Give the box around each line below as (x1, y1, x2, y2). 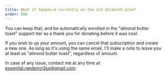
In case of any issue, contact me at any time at (5, 60, 101, 66)
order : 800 (5, 12, 28, 17)
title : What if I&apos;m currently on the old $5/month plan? (5, 7, 136, 12)
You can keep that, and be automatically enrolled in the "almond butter (5, 25, 150, 31)
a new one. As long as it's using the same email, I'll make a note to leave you (5, 45, 162, 51)
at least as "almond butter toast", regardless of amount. (5, 50, 118, 56)
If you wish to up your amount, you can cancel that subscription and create (5, 40, 159, 46)
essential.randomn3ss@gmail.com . (5, 65, 77, 71)
